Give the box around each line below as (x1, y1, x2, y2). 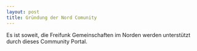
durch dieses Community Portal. (6, 38, 87, 45)
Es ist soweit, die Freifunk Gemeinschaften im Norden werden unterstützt (6, 31, 191, 38)
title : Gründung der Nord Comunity (6, 15, 97, 21)
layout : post (6, 8, 40, 15)
